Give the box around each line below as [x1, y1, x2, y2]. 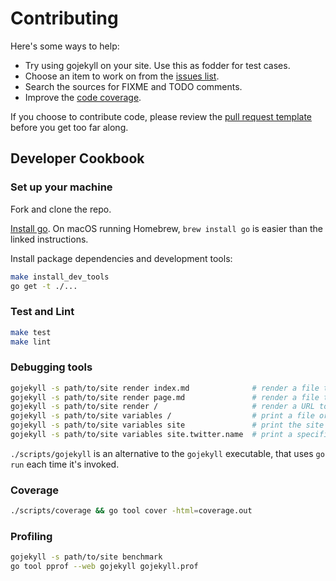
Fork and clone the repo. [10, 203, 112, 215]
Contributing [10, 7, 119, 30]
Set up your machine [10, 180, 113, 194]
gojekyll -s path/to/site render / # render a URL [10, 402, 315, 412]
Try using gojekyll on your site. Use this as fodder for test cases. [24, 59, 291, 71]
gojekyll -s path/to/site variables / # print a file [10, 411, 315, 421]
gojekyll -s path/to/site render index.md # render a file [10, 383, 320, 393]
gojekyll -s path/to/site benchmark [10, 552, 163, 562]
